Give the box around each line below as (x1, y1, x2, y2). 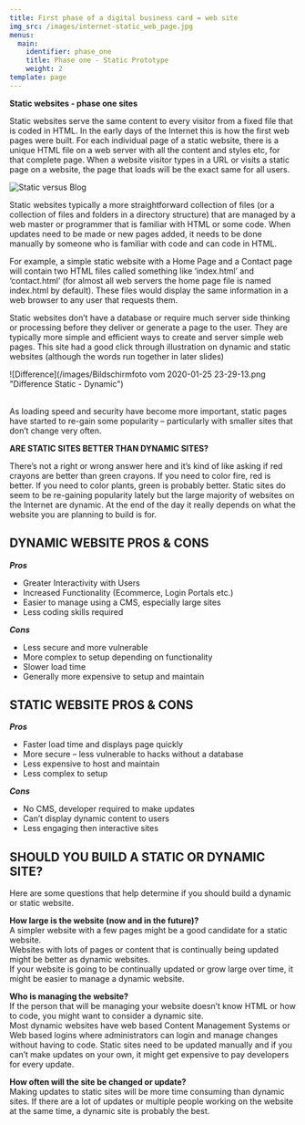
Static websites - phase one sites (9, 98, 138, 109)
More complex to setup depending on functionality (22, 651, 213, 662)
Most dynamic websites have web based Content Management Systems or (9, 1020, 290, 1031)
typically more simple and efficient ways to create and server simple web (9, 331, 284, 342)
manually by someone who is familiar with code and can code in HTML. (9, 238, 278, 249)
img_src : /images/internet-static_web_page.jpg (9, 22, 194, 31)
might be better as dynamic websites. (9, 954, 151, 965)
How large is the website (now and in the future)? (9, 915, 199, 926)
